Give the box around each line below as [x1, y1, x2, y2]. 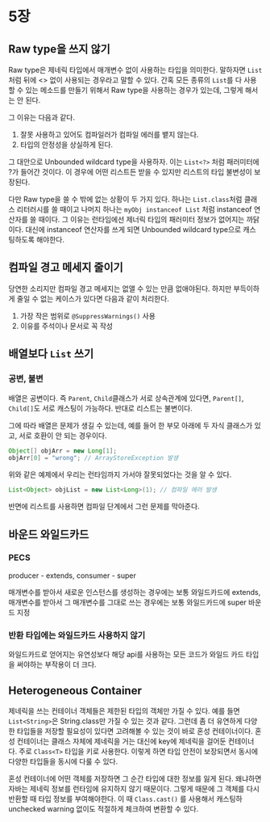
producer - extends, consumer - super [8, 571, 137, 580]
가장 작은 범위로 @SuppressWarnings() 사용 [19, 310, 156, 320]
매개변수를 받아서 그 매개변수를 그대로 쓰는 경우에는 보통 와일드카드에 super [8, 597, 247, 607]
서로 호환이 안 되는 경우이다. [19, 430, 107, 441]
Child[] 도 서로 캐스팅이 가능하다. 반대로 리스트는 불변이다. [8, 403, 193, 413]
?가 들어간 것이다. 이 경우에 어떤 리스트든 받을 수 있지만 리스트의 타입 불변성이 [8, 167, 252, 176]
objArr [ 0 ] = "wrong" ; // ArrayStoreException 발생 [8, 454, 179, 462]
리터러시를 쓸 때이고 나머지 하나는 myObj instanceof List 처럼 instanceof [16, 204, 252, 214]
